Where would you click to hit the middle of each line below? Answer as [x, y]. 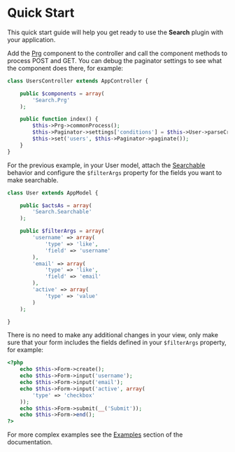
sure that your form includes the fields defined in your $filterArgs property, [117, 342]
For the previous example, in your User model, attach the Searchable [106, 165]
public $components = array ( [62, 93]
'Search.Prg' [51, 100]
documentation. [30, 442]
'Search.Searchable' [62, 212]
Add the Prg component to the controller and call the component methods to [117, 53]
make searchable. [33, 180]
